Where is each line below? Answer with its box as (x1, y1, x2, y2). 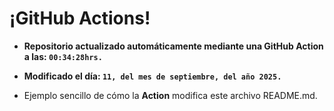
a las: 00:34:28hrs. (23, 50, 103, 62)
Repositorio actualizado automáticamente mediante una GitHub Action (23, 40, 324, 52)
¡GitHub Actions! (9, 7, 151, 30)
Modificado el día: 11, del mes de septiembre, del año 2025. (23, 70, 282, 82)
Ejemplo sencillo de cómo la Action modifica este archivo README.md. (23, 89, 318, 101)
